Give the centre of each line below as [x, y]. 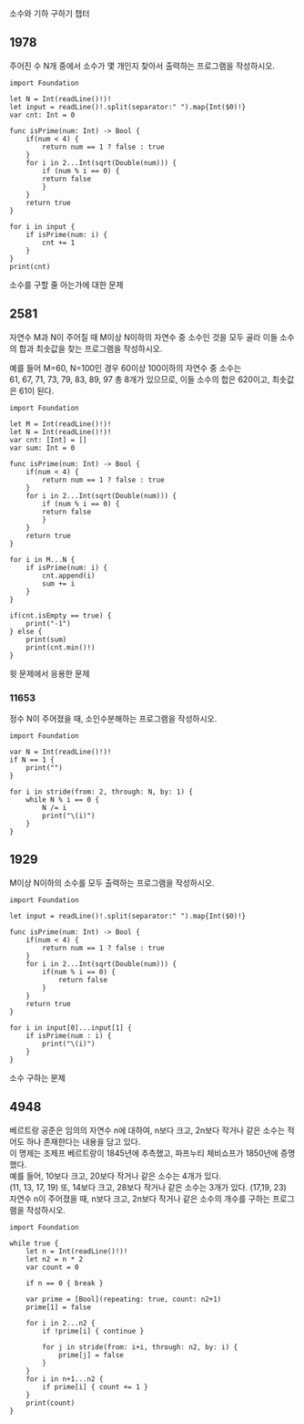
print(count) [51, 1403]
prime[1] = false [59, 1307]
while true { [34, 1243]
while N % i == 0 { [63, 800]
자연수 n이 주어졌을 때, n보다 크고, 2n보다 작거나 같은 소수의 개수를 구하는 [140, 1199]
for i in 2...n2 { [61, 1323]
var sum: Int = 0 [42, 448]
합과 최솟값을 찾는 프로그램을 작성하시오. [91, 348]
